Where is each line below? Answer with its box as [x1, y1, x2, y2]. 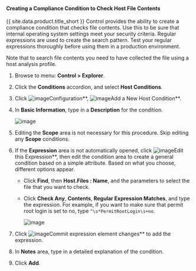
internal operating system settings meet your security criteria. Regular [6, 30, 177, 38]
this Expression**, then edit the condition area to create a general [14, 154, 174, 161]
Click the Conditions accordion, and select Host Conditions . [14, 83, 163, 91]
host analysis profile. [6, 61, 57, 68]
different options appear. [14, 166, 75, 173]
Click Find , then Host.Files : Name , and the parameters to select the [23, 177, 190, 184]
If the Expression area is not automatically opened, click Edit [14, 147, 184, 154]
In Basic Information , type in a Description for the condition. [14, 106, 164, 113]
